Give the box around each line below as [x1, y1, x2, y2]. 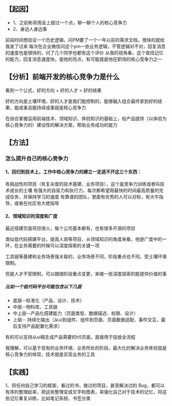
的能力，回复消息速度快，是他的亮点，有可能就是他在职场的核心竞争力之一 [5, 56, 162, 62]
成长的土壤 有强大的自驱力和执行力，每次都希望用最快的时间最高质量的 [9, 187, 159, 194]
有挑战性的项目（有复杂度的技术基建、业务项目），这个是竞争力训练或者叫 [5, 181, 160, 187]
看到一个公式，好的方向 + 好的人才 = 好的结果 [5, 87, 102, 93]
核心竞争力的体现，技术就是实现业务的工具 [5, 351, 95, 358]
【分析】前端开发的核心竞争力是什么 [5, 72, 120, 81]
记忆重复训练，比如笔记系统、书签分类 [9, 395, 91, 401]
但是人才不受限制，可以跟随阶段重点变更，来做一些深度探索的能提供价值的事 [5, 271, 167, 277]
